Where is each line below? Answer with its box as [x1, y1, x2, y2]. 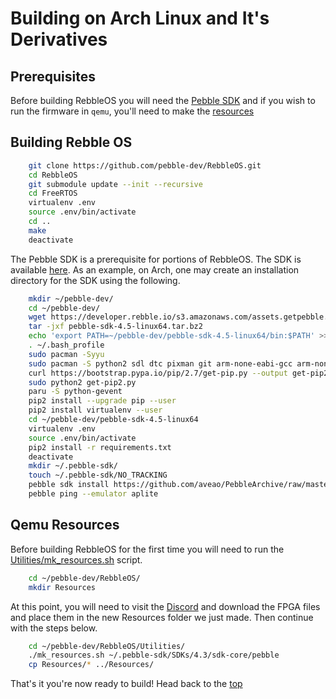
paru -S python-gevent [28, 387, 123, 397]
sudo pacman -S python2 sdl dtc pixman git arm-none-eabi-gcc [28, 358, 293, 369]
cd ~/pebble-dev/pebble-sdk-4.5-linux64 [28, 415, 199, 425]
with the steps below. [10, 622, 98, 634]
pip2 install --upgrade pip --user [28, 396, 177, 406]
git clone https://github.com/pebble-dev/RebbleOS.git [28, 160, 262, 171]
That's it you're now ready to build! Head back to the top [10, 678, 243, 690]
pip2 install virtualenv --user [28, 405, 163, 416]
